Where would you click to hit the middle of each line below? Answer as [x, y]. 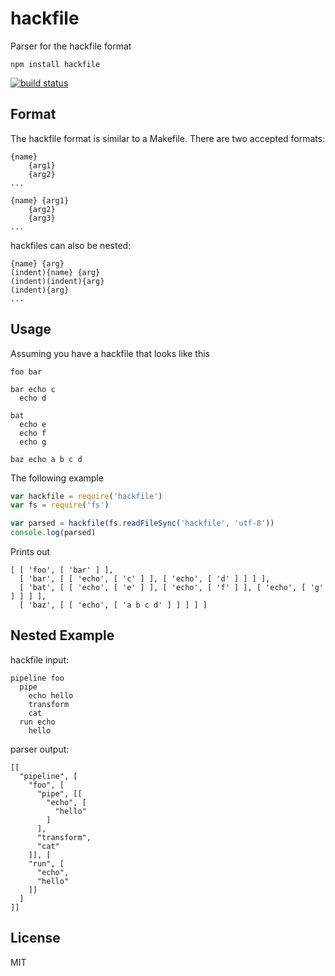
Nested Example [62, 635]
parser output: [40, 749]
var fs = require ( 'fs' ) [60, 505]
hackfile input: [40, 659]
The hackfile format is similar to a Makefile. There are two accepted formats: [168, 138]
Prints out [30, 552]
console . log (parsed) [53, 533]
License [35, 938]
